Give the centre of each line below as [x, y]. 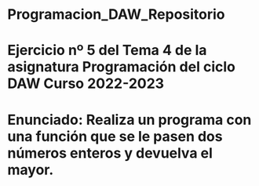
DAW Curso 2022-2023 [86, 84]
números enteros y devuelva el [110, 153]
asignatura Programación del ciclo [122, 67]
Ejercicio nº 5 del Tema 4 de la [107, 51]
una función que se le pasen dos [115, 136]
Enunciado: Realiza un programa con [129, 120]
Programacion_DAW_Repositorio [116, 15]
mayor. [31, 170]
